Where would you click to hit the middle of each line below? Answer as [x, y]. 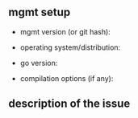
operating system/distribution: [70, 47]
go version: [39, 63]
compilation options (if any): [67, 78]
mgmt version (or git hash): [65, 31]
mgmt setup [40, 12]
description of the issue [69, 104]
